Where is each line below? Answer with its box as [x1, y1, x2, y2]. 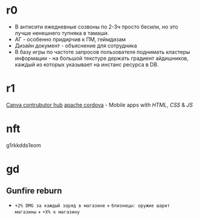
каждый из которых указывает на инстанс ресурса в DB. [14, 60, 159, 68]
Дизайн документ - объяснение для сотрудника [14, 42, 137, 49]
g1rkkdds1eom [6, 142, 41, 149]
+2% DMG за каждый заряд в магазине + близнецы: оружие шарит [14, 201, 170, 209]
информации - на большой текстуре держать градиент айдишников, [14, 55, 189, 62]
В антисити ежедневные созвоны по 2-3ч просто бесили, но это [14, 23, 179, 30]
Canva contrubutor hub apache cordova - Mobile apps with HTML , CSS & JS [6, 101, 193, 108]
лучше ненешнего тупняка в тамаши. [14, 29, 110, 36]
